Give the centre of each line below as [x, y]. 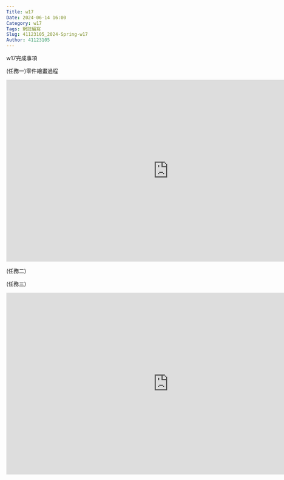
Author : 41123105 [28, 40]
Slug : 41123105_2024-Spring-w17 [47, 35]
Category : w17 [24, 23]
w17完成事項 [22, 58]
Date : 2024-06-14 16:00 [36, 18]
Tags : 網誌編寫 [24, 29]
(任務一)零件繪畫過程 [32, 71]
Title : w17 [20, 12]
